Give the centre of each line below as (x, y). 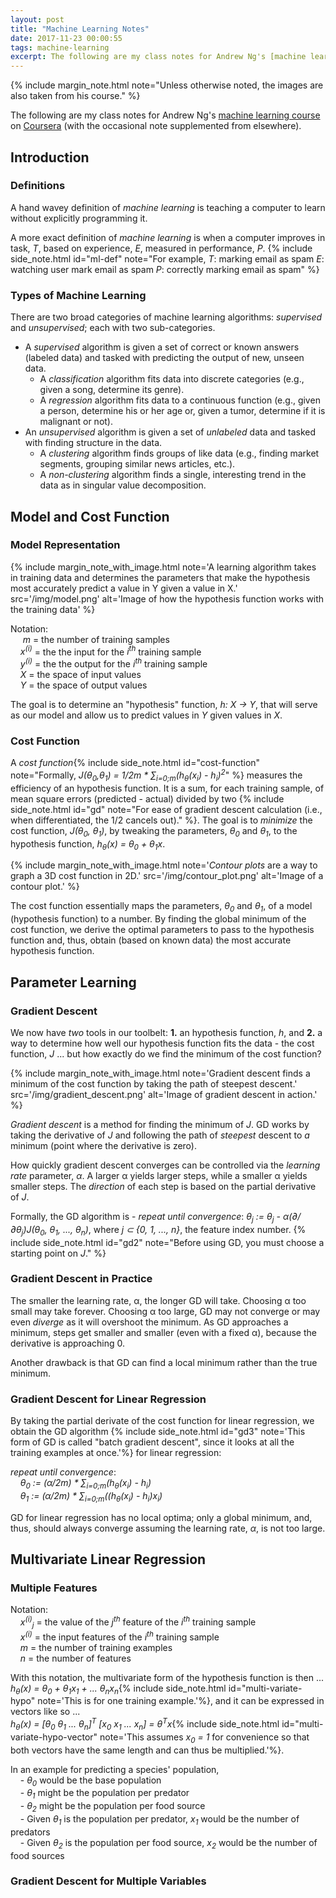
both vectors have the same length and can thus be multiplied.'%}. (147, 1750)
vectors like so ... (45, 1712)
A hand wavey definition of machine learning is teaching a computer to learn (168, 207)
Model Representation (65, 545)
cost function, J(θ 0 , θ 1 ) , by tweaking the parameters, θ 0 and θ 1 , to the (154, 831)
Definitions (38, 186)
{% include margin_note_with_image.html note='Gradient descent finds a (160, 1073)
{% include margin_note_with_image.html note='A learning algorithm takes (163, 567)
